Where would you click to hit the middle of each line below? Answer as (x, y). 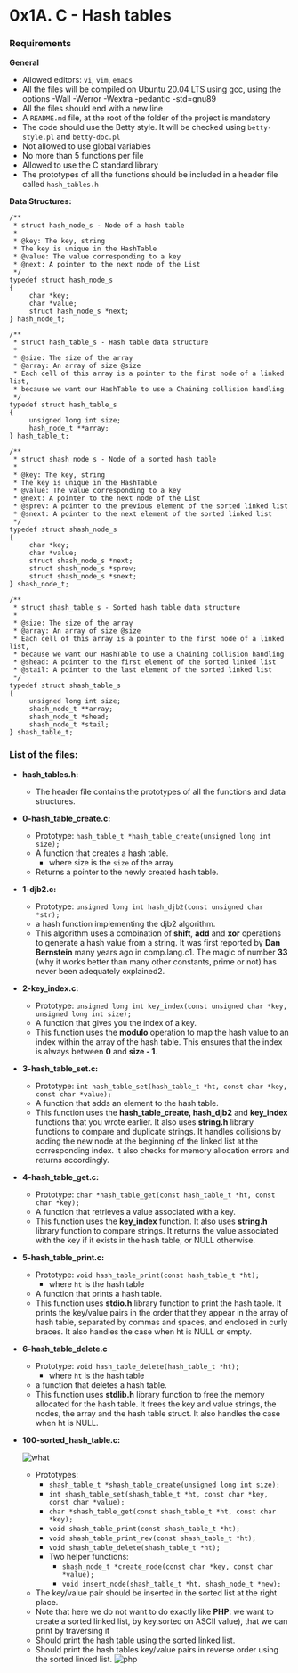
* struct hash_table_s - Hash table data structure (111, 343)
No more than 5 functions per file (83, 156)
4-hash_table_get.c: (60, 1177)
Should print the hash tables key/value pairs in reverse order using (157, 1649)
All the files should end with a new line (93, 109)
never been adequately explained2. (100, 971)
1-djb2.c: (39, 889)
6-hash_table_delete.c (64, 1349)
